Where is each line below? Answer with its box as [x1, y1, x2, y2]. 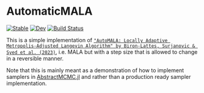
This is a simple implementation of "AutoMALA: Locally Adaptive [6, 36, 168, 43]
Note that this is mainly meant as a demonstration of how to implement [6, 66, 184, 74]
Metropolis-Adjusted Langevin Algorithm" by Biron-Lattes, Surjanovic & [6, 43, 195, 49]
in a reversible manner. [6, 54, 64, 62]
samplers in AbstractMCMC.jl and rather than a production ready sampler [6, 73, 191, 80]
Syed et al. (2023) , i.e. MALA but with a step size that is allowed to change [6, 48, 198, 56]
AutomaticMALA [6, 4, 93, 18]
